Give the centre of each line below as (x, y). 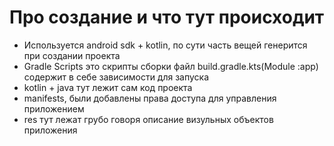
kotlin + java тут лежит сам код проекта (108, 87)
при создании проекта (72, 55)
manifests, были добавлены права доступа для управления (150, 98)
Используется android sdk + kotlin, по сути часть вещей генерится (165, 45)
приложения (50, 130)
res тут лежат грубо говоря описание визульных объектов (148, 119)
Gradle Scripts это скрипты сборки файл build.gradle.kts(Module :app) (171, 66)
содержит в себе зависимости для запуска (116, 77)
